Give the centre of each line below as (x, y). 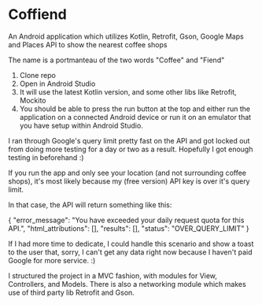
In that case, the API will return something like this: (90, 205)
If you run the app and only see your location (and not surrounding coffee (127, 173)
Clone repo (38, 75)
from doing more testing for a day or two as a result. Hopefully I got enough (131, 149)
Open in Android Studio (57, 84)
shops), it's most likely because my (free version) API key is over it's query (129, 181)
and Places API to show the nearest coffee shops (88, 44)
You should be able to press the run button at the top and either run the (135, 109)
